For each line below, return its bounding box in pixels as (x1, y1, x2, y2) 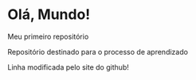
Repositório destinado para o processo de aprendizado (7, 47, 189, 56)
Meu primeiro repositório (7, 32, 89, 41)
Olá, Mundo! (7, 6, 91, 24)
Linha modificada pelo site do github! (7, 62, 129, 72)
